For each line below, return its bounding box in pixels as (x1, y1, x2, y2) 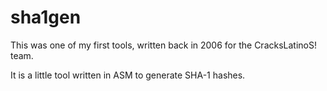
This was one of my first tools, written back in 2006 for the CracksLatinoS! (10, 39, 317, 51)
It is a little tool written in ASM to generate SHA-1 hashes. (10, 69, 246, 81)
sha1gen (10, 6, 82, 29)
